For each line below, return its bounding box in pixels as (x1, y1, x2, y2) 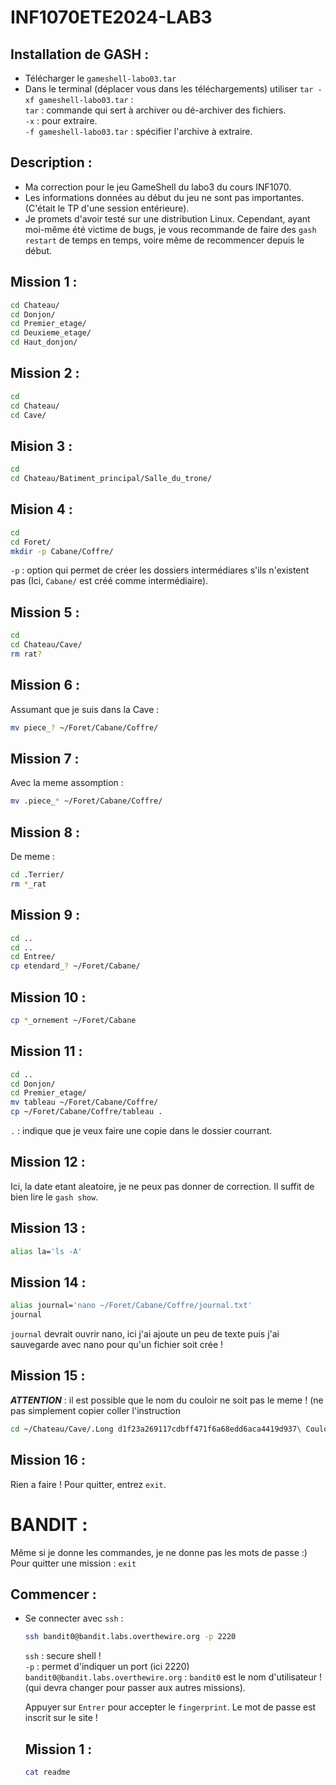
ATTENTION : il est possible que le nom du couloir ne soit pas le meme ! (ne (10, 1394, 324, 1406)
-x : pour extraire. (24, 115, 98, 126)
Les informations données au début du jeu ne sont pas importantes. (24, 191, 305, 203)
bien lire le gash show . (10, 1191, 99, 1203)
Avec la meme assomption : (10, 777, 124, 789)
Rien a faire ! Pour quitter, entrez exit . (10, 1478, 167, 1490)
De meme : (10, 851, 56, 863)
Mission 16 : (10, 1452, 87, 1469)
